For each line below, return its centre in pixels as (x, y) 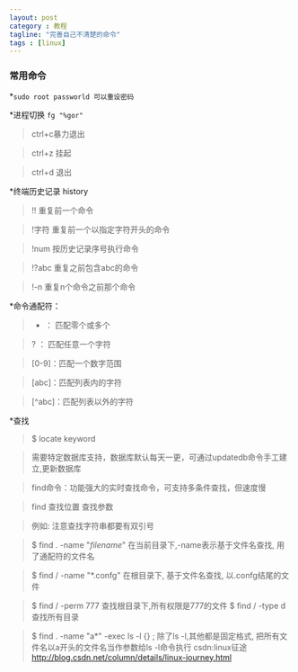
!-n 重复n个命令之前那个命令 (83, 287)
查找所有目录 (55, 616)
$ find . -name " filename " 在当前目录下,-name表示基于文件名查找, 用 (158, 544)
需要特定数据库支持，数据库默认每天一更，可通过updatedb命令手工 (155, 457)
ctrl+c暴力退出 (58, 134)
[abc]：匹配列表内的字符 (77, 382)
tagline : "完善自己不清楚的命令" (65, 34)
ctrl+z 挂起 (51, 153)
